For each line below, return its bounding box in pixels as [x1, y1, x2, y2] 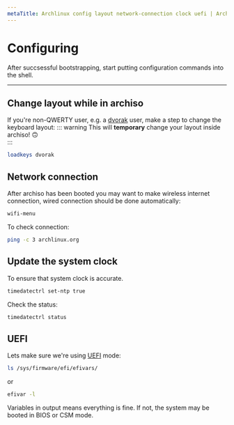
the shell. [7, 70, 33, 79]
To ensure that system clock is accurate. [7, 274, 124, 282]
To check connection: [7, 222, 70, 231]
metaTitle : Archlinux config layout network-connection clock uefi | [7, 10, 214, 17]
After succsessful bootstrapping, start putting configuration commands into [7, 63, 224, 72]
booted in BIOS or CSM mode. [7, 410, 94, 419]
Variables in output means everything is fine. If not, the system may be [7, 403, 210, 412]
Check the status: [7, 300, 58, 309]
